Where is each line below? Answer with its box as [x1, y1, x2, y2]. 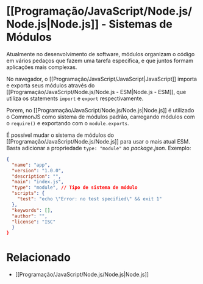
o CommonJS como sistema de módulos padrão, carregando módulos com [6, 113, 195, 120]
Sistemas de [109, 17, 173, 31]
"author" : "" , [12, 213, 48, 219]
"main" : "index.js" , [12, 179, 64, 185]
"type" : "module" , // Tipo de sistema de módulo [12, 184, 138, 191]
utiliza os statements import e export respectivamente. [6, 95, 144, 102]
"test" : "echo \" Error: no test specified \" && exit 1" [17, 196, 163, 202]
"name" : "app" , [12, 162, 51, 168]
